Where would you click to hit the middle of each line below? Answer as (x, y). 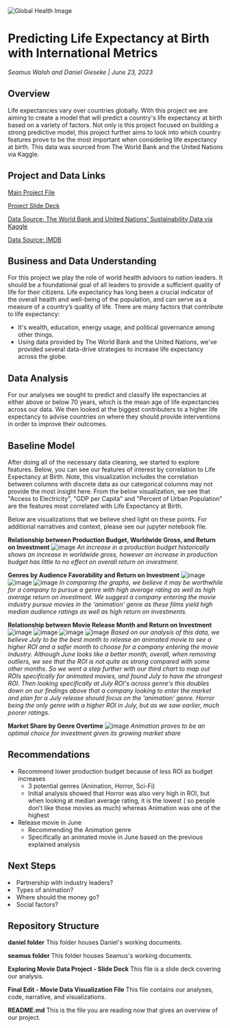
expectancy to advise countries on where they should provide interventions (114, 417)
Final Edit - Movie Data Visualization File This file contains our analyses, (111, 990)
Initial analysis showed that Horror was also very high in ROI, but (119, 793)
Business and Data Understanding (82, 261)
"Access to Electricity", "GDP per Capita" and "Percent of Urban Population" (115, 499)
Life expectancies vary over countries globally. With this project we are (108, 110)
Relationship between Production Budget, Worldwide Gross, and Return (112, 540)
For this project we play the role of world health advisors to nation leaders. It (115, 278)
